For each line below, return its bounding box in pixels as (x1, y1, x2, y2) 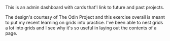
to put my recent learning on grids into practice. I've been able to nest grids (5, 20, 163, 25)
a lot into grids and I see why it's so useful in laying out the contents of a (5, 25, 157, 31)
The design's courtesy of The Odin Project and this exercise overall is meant (5, 14, 165, 20)
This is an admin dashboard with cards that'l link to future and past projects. (5, 5, 164, 10)
